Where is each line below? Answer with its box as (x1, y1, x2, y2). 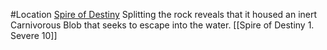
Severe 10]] (10, 30, 58, 41)
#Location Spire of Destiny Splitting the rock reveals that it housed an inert (10, 9, 318, 20)
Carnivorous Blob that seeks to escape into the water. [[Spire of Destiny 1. (10, 19, 315, 31)
